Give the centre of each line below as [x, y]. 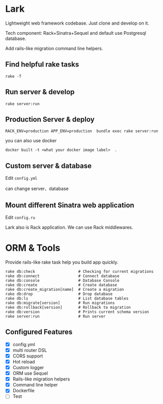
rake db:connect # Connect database [62, 276]
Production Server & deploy [50, 119]
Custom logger [28, 367]
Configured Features [39, 332]
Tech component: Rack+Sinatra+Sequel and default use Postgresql [76, 33]
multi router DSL [30, 350]
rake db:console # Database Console [62, 280]
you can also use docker [31, 141]
